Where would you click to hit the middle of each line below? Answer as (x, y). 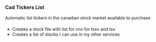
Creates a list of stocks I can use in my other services (66, 34)
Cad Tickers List (25, 7)
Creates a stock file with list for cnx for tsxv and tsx (64, 29)
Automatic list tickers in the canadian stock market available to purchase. (78, 18)
